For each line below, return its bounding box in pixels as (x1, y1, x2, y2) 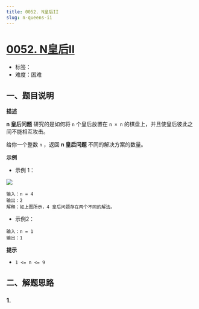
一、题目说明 (6, 90, 54, 100)
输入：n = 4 (6, 191, 34, 197)
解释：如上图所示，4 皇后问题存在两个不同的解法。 (6, 204, 115, 210)
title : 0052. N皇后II (6, 8, 59, 15)
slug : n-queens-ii (6, 15, 52, 21)
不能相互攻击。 (11, 128, 49, 135)
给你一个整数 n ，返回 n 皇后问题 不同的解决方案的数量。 (6, 141, 147, 148)
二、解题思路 (6, 278, 54, 288)
